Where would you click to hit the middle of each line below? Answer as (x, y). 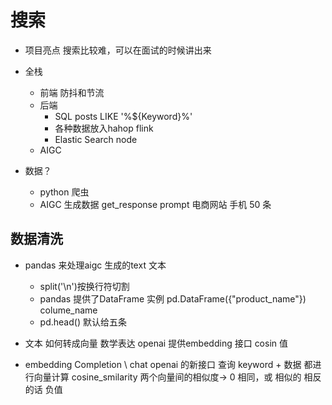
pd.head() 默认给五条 (83, 322)
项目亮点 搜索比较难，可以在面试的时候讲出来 (118, 50)
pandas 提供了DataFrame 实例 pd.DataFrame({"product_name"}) (173, 298)
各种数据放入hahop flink (104, 128)
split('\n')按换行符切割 (84, 286)
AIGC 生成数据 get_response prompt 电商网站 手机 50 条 (155, 204)
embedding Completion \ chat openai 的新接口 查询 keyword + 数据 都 (168, 364)
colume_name (68, 310)
